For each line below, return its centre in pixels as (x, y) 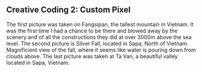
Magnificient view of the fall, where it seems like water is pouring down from (101, 50)
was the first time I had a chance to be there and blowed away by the (92, 31)
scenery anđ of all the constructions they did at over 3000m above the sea (99, 37)
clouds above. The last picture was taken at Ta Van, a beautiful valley (92, 56)
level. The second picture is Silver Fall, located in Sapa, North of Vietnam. (97, 43)
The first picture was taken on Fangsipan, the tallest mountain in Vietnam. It (100, 24)
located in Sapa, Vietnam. (38, 62)
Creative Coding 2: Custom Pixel (68, 10)
